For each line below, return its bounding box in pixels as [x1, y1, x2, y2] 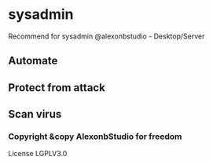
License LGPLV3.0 [8, 149, 68, 159]
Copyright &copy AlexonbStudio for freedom [8, 131, 182, 142]
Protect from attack [8, 81, 106, 94]
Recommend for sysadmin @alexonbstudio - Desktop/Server [8, 31, 205, 41]
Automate [8, 54, 58, 67]
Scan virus [8, 108, 62, 121]
